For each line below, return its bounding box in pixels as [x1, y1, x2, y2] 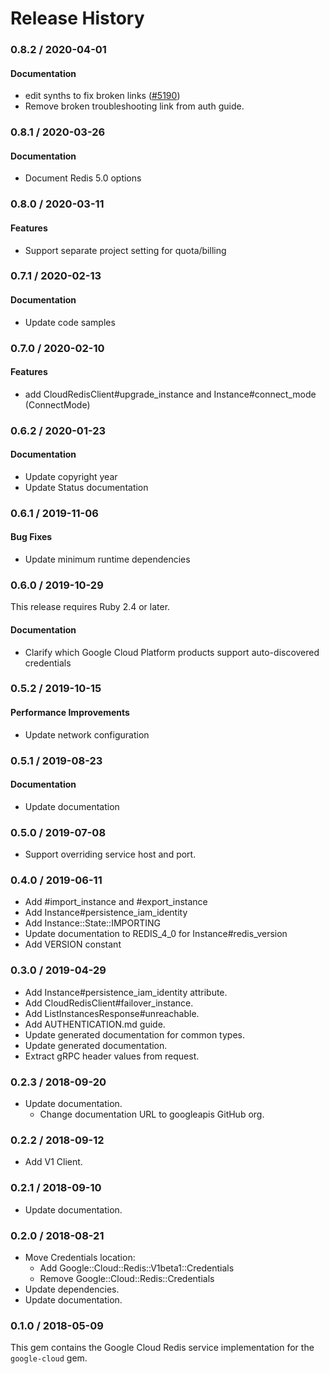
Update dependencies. [24, 1283, 120, 1295]
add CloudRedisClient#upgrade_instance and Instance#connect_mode [24, 388, 317, 400]
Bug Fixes [10, 531, 53, 543]
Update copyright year [24, 470, 118, 482]
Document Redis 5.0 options [24, 172, 142, 184]
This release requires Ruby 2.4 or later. [10, 601, 171, 613]
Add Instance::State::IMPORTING [24, 917, 161, 929]
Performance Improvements [10, 707, 130, 719]
